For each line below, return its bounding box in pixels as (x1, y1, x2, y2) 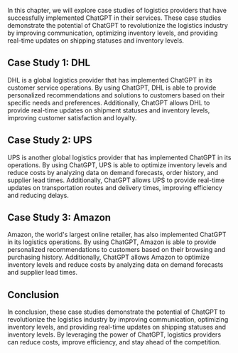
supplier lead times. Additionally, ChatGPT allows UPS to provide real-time (7, 176, 225, 184)
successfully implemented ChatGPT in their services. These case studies (7, 14, 222, 22)
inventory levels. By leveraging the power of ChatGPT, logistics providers (7, 330, 222, 339)
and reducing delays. (7, 191, 69, 199)
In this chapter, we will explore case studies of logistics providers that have (7, 6, 227, 14)
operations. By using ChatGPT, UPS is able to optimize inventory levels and (7, 160, 227, 169)
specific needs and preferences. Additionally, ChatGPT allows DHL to (7, 98, 210, 107)
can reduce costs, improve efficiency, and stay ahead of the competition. (7, 338, 222, 347)
